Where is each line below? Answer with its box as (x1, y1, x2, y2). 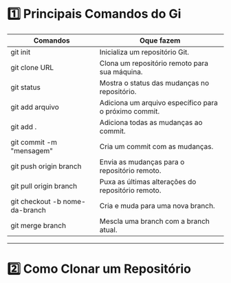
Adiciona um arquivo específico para (99, 98, 219, 107)
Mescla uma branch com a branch (99, 216, 210, 226)
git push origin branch (10, 161, 82, 171)
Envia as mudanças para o (99, 157, 185, 166)
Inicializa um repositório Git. (99, 47, 190, 56)
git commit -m (10, 137, 57, 147)
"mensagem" (10, 146, 54, 155)
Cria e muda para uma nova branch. (99, 201, 215, 210)
